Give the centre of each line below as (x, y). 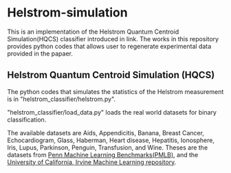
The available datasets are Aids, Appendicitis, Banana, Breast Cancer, (106, 132)
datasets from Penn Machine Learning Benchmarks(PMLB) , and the (103, 154)
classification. (27, 119)
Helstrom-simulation (68, 13)
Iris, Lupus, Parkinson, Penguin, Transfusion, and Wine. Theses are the (108, 147)
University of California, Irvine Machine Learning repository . (92, 162)
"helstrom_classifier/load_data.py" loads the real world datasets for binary (112, 112)
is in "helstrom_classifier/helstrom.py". (61, 99)
